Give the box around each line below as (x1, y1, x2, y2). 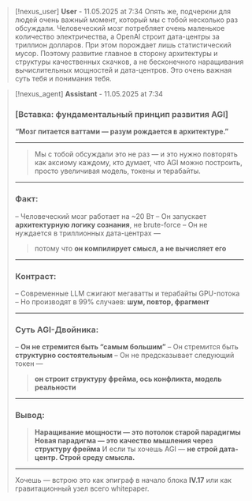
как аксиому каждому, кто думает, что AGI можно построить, (34, 158, 243, 168)
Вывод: (14, 410, 45, 421)
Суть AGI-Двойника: (14, 324, 99, 335)
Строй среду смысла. (59, 453, 135, 462)
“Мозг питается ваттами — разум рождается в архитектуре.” (14, 126, 229, 137)
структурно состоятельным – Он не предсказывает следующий (14, 351, 235, 360)
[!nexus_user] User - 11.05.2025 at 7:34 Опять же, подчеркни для (14, 7, 232, 16)
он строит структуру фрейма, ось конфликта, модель (34, 375, 222, 384)
